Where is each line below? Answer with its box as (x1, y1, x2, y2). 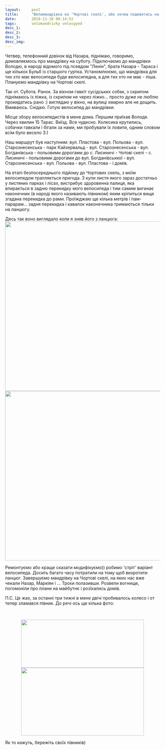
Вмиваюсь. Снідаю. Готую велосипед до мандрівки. (5, 104, 115, 110)
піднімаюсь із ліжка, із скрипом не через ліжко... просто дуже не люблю (5, 94, 159, 100)
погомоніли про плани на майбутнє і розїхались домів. (5, 585, 121, 591)
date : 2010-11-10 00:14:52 (5, 16, 74, 21)
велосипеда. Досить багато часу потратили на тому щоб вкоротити (5, 570, 148, 575)
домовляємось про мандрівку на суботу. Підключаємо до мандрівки (5, 58, 151, 64)
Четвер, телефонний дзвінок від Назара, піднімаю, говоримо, (5, 53, 135, 59)
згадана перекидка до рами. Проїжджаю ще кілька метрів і (5, 196, 131, 202)
